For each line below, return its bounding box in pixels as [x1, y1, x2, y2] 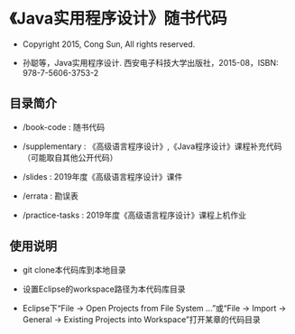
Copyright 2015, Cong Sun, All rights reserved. [22, 38, 196, 50]
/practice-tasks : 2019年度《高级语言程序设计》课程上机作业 [22, 209, 246, 220]
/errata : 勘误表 [22, 190, 79, 201]
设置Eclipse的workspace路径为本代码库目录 [22, 283, 187, 294]
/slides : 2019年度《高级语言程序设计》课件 [22, 171, 183, 181]
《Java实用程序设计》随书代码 [9, 8, 227, 29]
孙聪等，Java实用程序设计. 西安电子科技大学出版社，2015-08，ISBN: [22, 57, 279, 68]
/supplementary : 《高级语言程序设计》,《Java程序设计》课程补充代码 [22, 141, 282, 152]
